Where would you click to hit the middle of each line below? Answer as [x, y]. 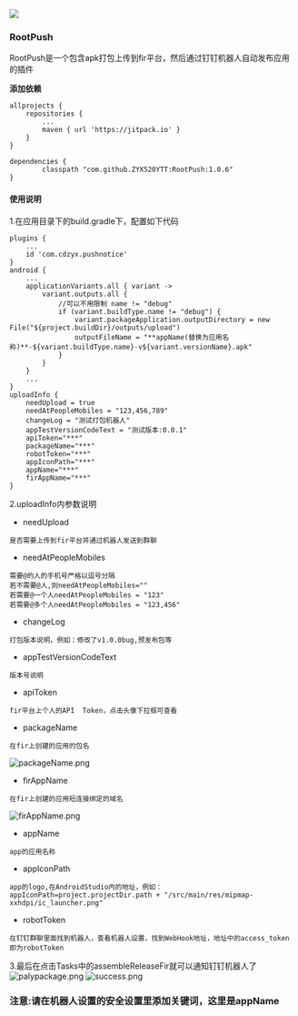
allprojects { [36, 106]
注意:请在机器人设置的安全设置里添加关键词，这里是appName [144, 1001]
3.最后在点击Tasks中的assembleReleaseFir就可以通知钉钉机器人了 [133, 966]
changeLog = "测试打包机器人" [78, 420]
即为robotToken [37, 948]
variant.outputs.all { [85, 294]
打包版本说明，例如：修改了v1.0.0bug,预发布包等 [91, 640]
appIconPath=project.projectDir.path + [85, 895]
